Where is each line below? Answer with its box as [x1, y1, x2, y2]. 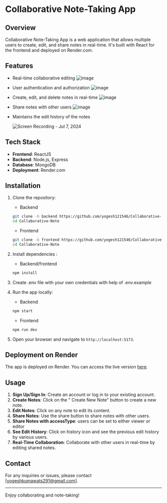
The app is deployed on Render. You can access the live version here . [5, 364, 148, 370]
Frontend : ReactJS [12, 151, 51, 157]
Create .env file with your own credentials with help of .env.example [12, 279, 152, 285]
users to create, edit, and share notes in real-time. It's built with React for [5, 42, 155, 48]
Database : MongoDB [12, 161, 56, 168]
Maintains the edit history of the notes [12, 113, 90, 119]
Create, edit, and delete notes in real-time [12, 94, 98, 100]
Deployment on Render [5, 351, 78, 359]
